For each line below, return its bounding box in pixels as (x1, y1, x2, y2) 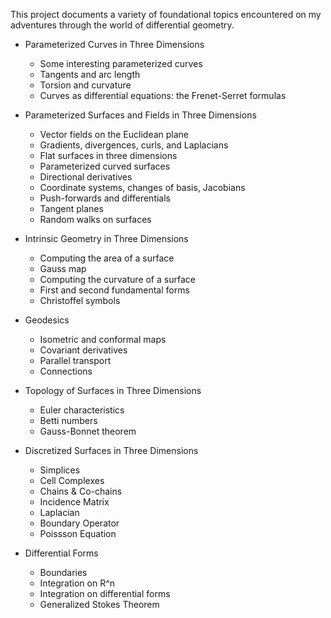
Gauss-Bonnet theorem (39, 425, 137, 437)
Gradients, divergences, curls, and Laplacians (39, 139, 229, 151)
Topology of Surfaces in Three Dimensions (24, 385, 202, 396)
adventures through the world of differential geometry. (10, 19, 235, 31)
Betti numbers (39, 415, 98, 426)
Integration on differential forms (39, 588, 171, 599)
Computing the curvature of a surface (39, 274, 196, 285)
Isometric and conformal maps (39, 334, 167, 345)
